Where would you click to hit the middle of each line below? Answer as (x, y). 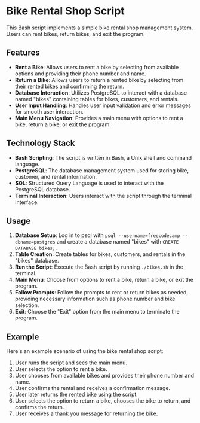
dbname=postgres (35, 242)
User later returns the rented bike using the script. (76, 395)
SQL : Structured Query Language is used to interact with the (89, 183)
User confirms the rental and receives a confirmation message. (93, 388)
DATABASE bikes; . (36, 248)
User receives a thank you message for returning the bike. (86, 413)
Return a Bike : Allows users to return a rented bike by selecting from (99, 80)
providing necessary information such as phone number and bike (95, 299)
